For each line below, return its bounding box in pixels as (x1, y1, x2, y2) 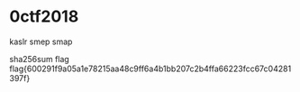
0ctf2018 (9, 6, 79, 27)
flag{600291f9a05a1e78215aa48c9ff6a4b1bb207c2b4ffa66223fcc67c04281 (9, 63, 292, 74)
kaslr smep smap (9, 36, 73, 47)
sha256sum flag (9, 53, 69, 64)
